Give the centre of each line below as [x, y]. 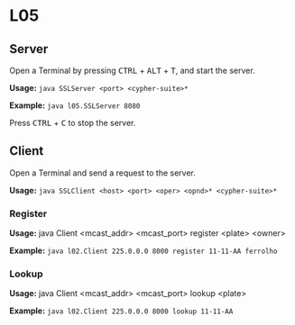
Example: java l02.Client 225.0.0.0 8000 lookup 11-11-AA [121, 311]
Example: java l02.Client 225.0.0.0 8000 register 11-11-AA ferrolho [143, 251]
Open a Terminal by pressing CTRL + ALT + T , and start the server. [132, 70]
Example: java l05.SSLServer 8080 [75, 105]
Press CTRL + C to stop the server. [73, 123]
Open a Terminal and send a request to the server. [103, 173]
